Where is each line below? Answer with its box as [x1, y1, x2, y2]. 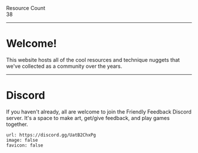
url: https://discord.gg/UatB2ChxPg [6, 132, 96, 138]
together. [6, 121, 28, 128]
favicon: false [6, 142, 44, 148]
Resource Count [6, 5, 45, 11]
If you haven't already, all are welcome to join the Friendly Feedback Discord [6, 108, 192, 115]
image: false [6, 137, 38, 143]
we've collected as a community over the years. [6, 62, 123, 69]
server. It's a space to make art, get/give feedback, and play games [6, 114, 170, 121]
